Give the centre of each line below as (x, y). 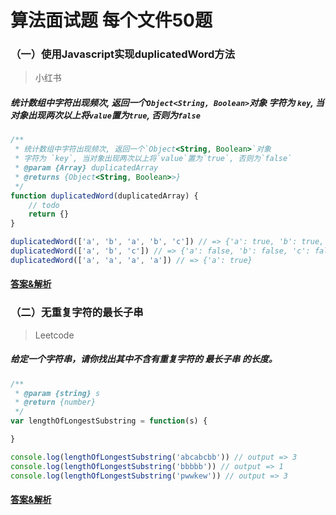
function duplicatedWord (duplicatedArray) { (104, 196)
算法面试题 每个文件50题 (111, 20)
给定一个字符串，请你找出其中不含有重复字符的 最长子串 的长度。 (144, 359)
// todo (44, 205)
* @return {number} (55, 402)
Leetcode (54, 335)
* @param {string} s (57, 393)
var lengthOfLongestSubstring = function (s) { (109, 421)
